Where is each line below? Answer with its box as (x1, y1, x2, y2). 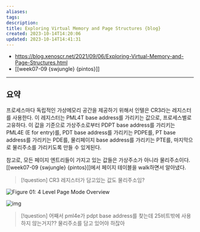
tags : (6, 14, 20, 20)
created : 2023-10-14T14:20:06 (6, 31, 82, 37)
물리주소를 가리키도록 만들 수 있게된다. (12, 143, 102, 151)
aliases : (6, 8, 28, 15)
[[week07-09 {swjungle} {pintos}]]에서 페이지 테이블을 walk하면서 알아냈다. (6, 164, 186, 171)
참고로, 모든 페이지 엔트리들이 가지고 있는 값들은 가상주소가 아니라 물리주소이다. (6, 156, 190, 164)
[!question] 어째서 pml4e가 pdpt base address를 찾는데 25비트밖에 (20, 212, 180, 219)
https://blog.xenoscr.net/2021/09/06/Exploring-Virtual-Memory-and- (14, 53, 184, 59)
